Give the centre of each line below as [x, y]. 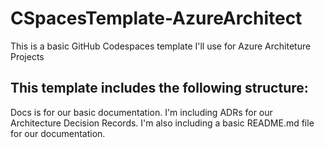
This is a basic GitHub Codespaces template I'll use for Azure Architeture [161, 46]
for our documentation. [58, 133]
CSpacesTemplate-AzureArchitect [156, 18]
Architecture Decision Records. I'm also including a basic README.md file [162, 123]
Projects [27, 56]
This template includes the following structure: [159, 88]
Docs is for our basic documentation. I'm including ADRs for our [141, 112]
